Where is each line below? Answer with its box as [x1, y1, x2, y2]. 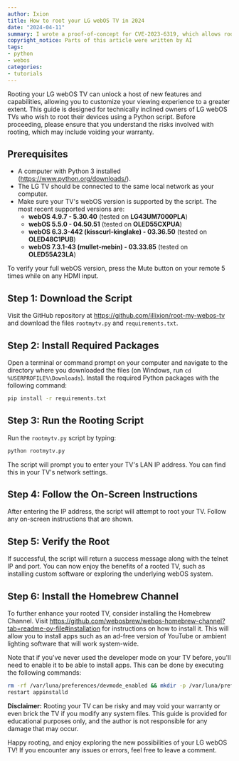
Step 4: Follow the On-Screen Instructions [7, 488, 198, 500]
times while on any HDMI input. [7, 271, 99, 280]
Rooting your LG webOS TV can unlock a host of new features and [7, 90, 202, 98]
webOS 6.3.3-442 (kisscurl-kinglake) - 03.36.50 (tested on [28, 227, 208, 236]
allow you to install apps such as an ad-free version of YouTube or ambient [7, 631, 227, 640]
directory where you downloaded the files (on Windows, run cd [7, 366, 192, 374]
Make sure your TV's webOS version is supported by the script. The [17, 197, 217, 206]
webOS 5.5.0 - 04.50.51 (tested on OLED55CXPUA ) [28, 220, 183, 229]
